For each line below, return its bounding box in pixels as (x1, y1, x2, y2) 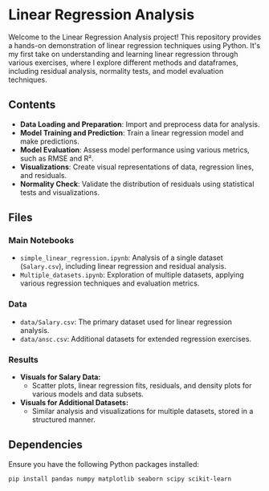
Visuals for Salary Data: (19, 372, 101, 382)
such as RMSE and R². (19, 153, 94, 163)
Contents (8, 98, 56, 112)
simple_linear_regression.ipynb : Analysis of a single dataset (19, 253, 223, 262)
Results (8, 354, 39, 365)
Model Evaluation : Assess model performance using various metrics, (19, 144, 251, 154)
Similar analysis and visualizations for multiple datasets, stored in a (31, 407, 254, 416)
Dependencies (8, 438, 83, 452)
